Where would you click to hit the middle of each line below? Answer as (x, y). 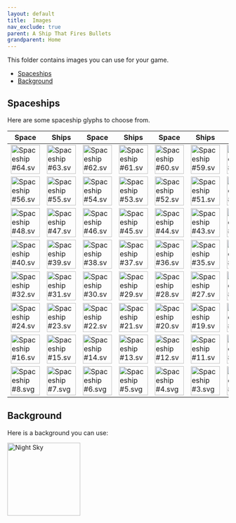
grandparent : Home (34, 40)
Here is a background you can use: (58, 432)
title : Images (29, 20)
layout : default (31, 14)
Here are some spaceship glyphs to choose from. (79, 120)
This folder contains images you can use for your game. (88, 60)
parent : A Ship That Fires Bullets (59, 33)
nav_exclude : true (34, 27)
